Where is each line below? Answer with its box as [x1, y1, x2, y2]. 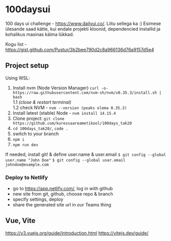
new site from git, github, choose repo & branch [12, 191, 113, 197]
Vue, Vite [5, 217, 36, 225]
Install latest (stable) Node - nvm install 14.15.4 [12, 110, 116, 116]
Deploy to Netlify [5, 174, 48, 181]
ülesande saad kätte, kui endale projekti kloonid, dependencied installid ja [5, 25, 161, 32]
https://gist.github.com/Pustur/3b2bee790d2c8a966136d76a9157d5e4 [5, 46, 154, 52]
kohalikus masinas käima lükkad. [5, 31, 74, 37]
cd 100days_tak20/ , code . [12, 125, 68, 131]
